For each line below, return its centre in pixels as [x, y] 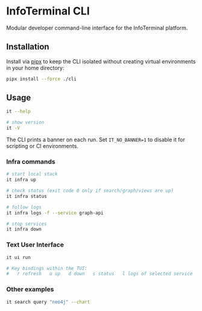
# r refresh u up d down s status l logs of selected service [99, 274]
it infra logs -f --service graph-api [55, 213]
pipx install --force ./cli [42, 79]
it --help [19, 112]
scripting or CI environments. [42, 146]
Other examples [30, 289]
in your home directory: [35, 68]
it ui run [19, 257]
